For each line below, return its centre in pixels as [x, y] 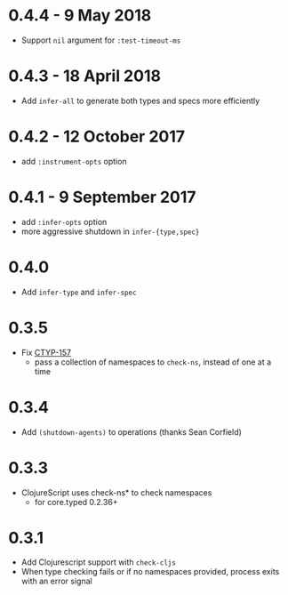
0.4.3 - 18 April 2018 [85, 76]
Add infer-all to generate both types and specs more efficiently [140, 101]
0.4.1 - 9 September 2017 [102, 197]
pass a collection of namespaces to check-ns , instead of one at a [153, 362]
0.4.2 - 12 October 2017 [97, 137]
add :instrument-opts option [74, 161]
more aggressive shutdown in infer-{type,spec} [110, 231]
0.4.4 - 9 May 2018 [80, 16]
